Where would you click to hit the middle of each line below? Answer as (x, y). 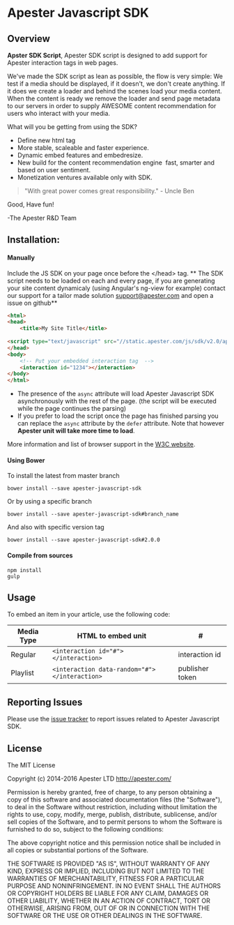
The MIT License (31, 765)
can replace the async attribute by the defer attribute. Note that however (121, 423)
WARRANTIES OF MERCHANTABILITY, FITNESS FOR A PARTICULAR (106, 879)
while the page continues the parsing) (72, 409)
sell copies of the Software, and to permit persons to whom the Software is (115, 822)
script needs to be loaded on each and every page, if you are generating (111, 280)
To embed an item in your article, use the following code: (89, 615)
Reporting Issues (45, 702)
